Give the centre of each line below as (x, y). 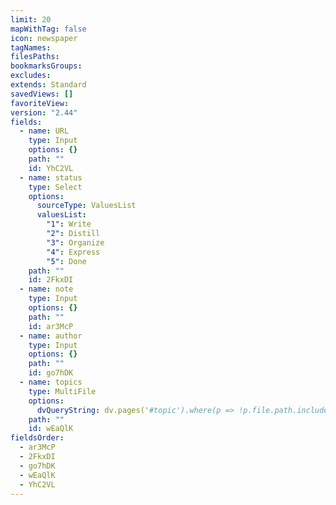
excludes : (31, 76)
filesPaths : (35, 57)
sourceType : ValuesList (86, 206)
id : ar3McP (51, 326)
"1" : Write (69, 224)
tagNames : (31, 47)
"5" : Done (66, 261)
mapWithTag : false (48, 29)
